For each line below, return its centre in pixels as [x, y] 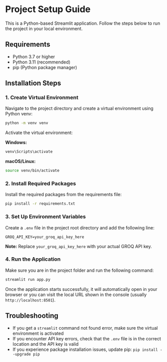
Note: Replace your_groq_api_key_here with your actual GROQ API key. [79, 246]
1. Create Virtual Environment [42, 98]
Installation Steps [33, 83]
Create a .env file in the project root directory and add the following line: [80, 227]
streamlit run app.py [28, 279]
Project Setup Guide [48, 9]
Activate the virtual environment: [39, 133]
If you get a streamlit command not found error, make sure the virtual [85, 328]
